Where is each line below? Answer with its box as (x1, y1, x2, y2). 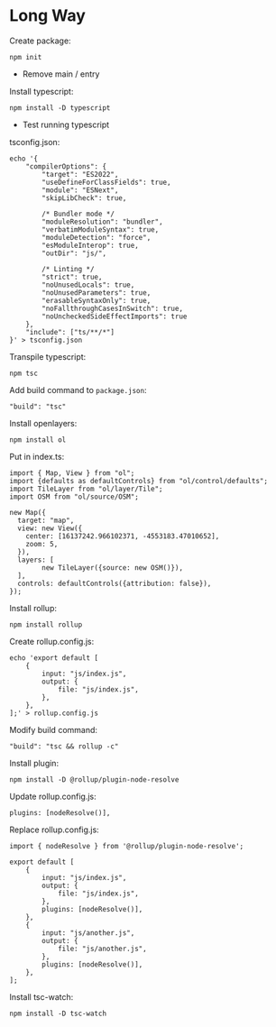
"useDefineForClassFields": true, (41, 178, 171, 187)
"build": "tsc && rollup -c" (9, 741, 119, 751)
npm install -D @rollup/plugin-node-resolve (9, 775, 179, 784)
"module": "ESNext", (41, 186, 119, 195)
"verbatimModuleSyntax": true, (41, 225, 160, 234)
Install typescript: (9, 86, 74, 96)
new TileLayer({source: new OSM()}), (41, 563, 183, 573)
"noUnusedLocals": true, (41, 280, 135, 289)
